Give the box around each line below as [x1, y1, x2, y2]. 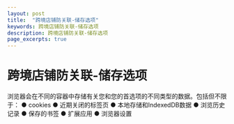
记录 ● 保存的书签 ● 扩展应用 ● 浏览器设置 [7, 109, 132, 118]
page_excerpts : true [7, 36, 68, 43]
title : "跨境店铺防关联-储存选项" [7, 17, 99, 24]
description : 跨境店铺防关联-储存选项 [7, 29, 109, 37]
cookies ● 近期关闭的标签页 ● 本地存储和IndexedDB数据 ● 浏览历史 [28, 101, 225, 109]
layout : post [7, 10, 45, 17]
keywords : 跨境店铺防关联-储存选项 [7, 23, 99, 30]
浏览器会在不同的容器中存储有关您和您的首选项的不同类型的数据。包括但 [7, 92, 214, 100]
